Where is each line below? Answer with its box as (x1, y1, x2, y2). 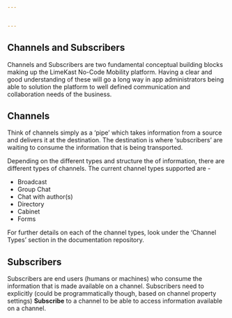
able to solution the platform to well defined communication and (7, 82, 190, 91)
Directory (17, 200, 45, 209)
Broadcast (17, 178, 47, 186)
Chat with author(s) (17, 192, 73, 201)
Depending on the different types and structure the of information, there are (7, 157, 225, 165)
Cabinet (17, 207, 40, 216)
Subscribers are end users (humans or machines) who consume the (7, 275, 203, 283)
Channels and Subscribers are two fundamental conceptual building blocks (7, 60, 224, 68)
